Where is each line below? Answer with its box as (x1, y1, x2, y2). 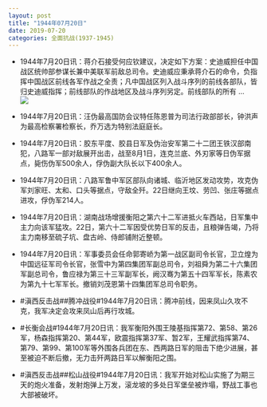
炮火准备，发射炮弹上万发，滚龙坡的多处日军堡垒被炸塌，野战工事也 (33, 380, 257, 389)
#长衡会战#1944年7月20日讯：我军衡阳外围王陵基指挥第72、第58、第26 (19, 323, 257, 333)
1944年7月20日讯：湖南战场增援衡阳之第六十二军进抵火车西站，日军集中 (19, 212, 259, 222)
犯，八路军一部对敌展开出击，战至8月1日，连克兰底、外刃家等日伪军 (19, 148, 245, 158)
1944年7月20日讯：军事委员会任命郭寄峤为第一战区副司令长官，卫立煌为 (19, 249, 259, 259)
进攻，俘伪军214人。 (19, 196, 88, 205)
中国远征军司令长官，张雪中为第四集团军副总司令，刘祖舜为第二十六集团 (19, 259, 257, 269)
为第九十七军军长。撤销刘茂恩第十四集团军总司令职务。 (19, 279, 202, 289)
